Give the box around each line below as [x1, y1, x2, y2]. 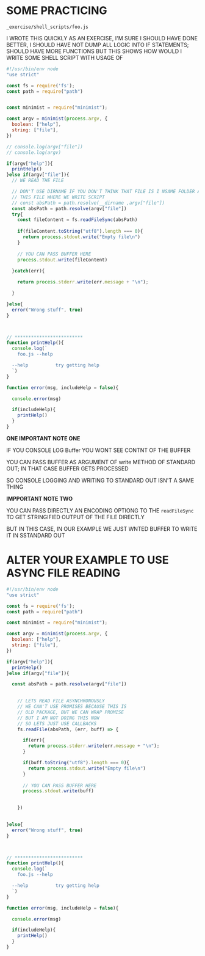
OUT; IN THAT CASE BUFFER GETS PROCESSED [6, 465, 129, 472]
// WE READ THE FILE [12, 178, 64, 184]
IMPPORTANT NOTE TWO [6, 495, 73, 502]
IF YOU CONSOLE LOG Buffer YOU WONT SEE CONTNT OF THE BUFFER [6, 447, 191, 454]
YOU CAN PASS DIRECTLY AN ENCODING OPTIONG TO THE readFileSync [6, 506, 194, 514]
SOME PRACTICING [6, 4, 108, 18]
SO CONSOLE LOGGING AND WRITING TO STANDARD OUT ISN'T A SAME [6, 476, 194, 484]
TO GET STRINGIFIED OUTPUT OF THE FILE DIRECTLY [6, 513, 145, 520]
